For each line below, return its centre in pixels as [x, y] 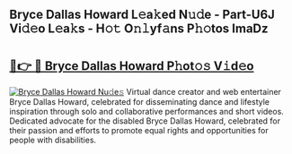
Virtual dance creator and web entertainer [204, 92]
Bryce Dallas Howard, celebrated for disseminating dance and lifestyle [139, 102]
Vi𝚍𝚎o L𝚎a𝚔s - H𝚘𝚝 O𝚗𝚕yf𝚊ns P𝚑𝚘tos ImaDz [139, 29]
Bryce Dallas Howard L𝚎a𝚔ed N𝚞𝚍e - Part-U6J [142, 15]
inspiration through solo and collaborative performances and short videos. [147, 111]
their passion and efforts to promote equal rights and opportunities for [139, 130]
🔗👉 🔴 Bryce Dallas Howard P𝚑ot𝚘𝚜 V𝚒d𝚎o [132, 66]
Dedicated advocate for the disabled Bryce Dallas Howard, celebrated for [145, 121]
